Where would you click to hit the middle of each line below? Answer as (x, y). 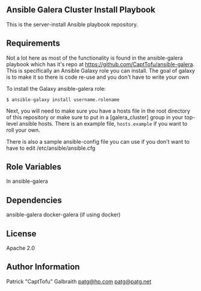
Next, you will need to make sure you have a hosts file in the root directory (98, 111)
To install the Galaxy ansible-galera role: (56, 88)
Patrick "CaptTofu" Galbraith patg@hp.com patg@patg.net (79, 281)
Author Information (43, 267)
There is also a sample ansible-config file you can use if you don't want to (98, 141)
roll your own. (23, 130)
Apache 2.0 (20, 248)
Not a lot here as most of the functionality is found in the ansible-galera (95, 58)
